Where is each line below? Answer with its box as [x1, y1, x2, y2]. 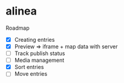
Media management [14, 56, 65, 64]
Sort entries [14, 64, 44, 71]
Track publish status [14, 50, 65, 57]
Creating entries [14, 36, 55, 43]
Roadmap [5, 24, 30, 32]
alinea [5, 4, 38, 18]
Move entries [14, 70, 48, 78]
